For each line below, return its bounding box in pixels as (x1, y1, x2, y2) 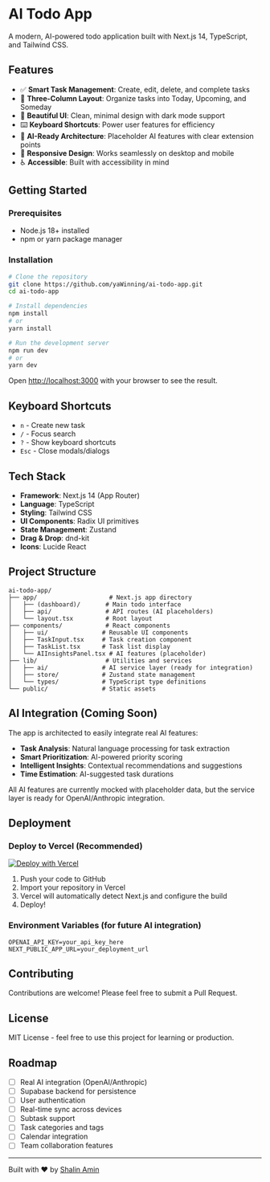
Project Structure (8, 565, 96, 579)
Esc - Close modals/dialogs (19, 446, 110, 456)
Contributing (8, 967, 74, 980)
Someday (19, 102, 52, 112)
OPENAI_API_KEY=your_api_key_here (8, 938, 125, 946)
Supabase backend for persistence (19, 1086, 137, 1096)
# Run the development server (8, 339, 110, 347)
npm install (8, 310, 48, 318)
